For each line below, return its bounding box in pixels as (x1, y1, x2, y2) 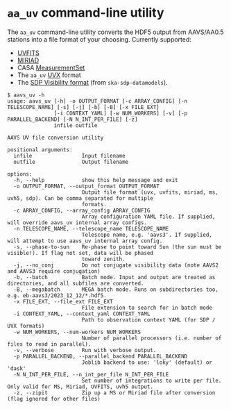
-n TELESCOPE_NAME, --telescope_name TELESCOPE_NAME (13, 225, 169, 232)
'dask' (7, 365, 26, 372)
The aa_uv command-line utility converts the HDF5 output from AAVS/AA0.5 (7, 28, 224, 36)
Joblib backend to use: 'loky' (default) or (81, 359, 213, 366)
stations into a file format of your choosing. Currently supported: (7, 35, 192, 43)
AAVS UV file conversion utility (7, 134, 104, 141)
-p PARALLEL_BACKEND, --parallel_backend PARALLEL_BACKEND (13, 353, 188, 360)
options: (7, 170, 33, 178)
